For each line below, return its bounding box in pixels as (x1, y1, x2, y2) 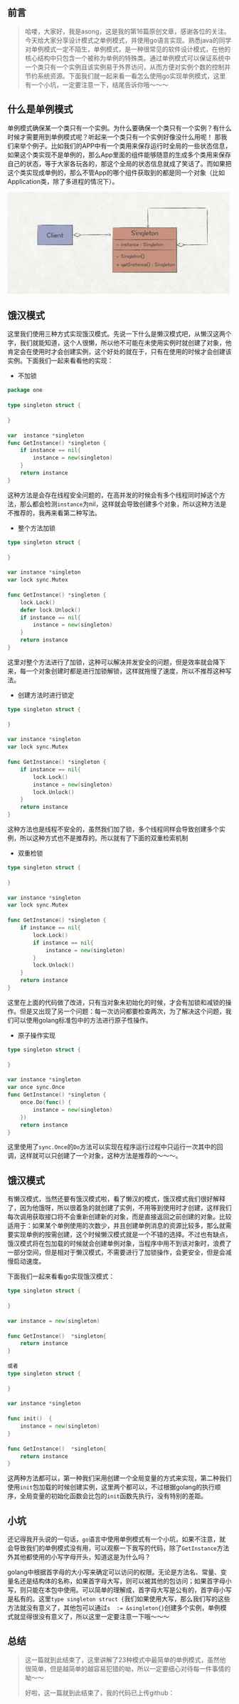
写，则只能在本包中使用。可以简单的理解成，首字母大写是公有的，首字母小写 (7, 1586, 232, 1594)
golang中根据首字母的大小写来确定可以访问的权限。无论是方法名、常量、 (7, 1568, 221, 1576)
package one (7, 387, 43, 394)
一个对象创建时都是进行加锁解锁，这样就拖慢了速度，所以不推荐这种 (26, 666, 225, 675)
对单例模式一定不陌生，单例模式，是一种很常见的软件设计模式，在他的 (24, 45, 231, 53)
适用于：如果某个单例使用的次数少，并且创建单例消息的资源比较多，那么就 (7, 1222, 225, 1230)
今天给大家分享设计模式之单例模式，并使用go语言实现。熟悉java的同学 (24, 36, 232, 44)
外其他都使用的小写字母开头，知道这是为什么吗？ (7, 1553, 151, 1561)
